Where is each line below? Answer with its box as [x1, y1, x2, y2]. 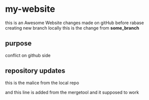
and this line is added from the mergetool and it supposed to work [5, 89, 139, 95]
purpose [5, 39, 32, 48]
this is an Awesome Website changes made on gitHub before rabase [5, 20, 144, 26]
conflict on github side [5, 52, 51, 58]
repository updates [5, 67, 66, 75]
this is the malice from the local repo [5, 80, 79, 86]
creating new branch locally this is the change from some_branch [5, 25, 140, 31]
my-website [5, 3, 55, 15]
